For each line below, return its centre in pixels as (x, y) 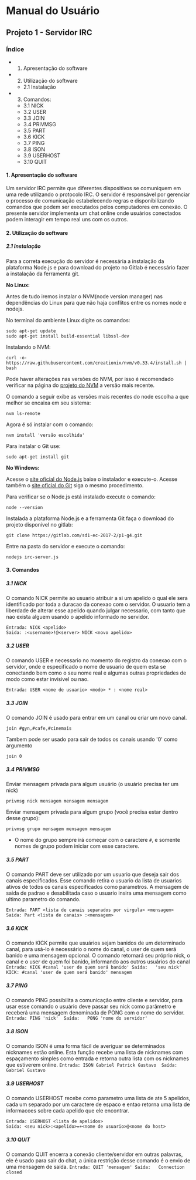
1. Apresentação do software (42, 175)
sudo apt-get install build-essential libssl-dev (68, 336)
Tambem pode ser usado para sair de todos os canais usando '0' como (92, 739)
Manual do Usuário (53, 11)
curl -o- (17, 358)
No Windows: (23, 467)
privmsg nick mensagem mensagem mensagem (57, 801)
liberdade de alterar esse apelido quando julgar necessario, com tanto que (96, 611)
